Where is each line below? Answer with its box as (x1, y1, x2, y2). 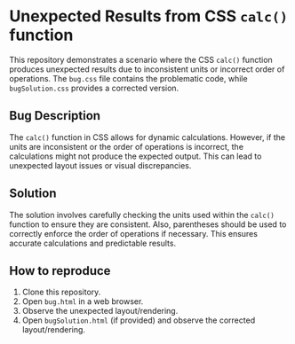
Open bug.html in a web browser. (21, 296, 144, 307)
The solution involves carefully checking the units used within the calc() (9, 209, 275, 220)
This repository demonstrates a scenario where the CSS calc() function (9, 54, 273, 65)
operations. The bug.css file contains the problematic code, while (9, 73, 248, 83)
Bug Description (9, 108, 100, 123)
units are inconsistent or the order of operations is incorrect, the (9, 141, 244, 152)
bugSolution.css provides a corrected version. (9, 82, 179, 93)
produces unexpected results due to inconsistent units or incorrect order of (9, 64, 285, 74)
